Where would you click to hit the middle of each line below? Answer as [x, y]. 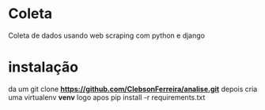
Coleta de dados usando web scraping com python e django [107, 35]
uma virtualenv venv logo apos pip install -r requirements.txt [107, 97]
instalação [44, 67]
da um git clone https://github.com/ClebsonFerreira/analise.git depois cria [133, 89]
